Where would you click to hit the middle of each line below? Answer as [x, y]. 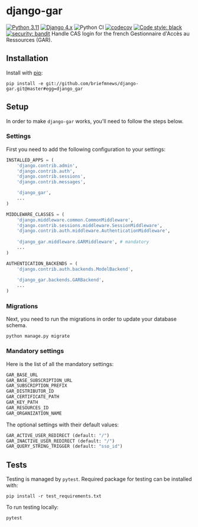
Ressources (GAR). [29, 40]
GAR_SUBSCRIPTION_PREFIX [37, 386]
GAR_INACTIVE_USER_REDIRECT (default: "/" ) [61, 441]
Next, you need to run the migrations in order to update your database [92, 319]
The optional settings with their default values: [63, 425]
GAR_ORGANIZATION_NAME [34, 413]
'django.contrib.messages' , [51, 182]
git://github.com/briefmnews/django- [92, 83]
